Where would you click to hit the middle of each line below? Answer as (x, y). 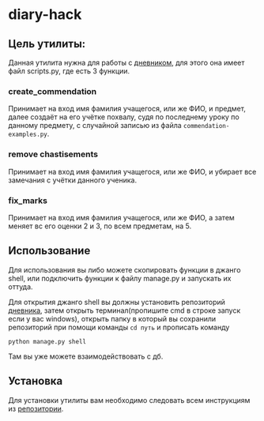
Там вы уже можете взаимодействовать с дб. (86, 356)
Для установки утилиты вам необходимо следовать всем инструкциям (129, 400)
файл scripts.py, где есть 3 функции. (69, 71)
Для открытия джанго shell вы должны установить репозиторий (117, 302)
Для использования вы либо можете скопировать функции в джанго (124, 269)
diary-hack (45, 15)
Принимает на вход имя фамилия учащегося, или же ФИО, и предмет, (127, 109)
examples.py (28, 135)
